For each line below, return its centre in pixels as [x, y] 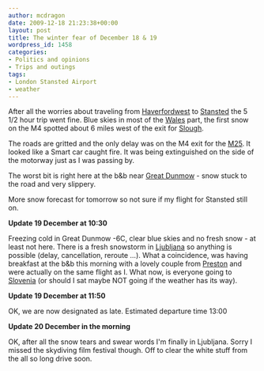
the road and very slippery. [52, 184]
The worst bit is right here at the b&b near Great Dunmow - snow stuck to [128, 176]
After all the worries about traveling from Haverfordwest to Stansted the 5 [128, 112]
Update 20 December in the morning [69, 327]
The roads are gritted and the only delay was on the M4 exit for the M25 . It [130, 144]
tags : [17, 74]
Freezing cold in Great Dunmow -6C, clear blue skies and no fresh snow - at [132, 239]
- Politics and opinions [49, 60]
